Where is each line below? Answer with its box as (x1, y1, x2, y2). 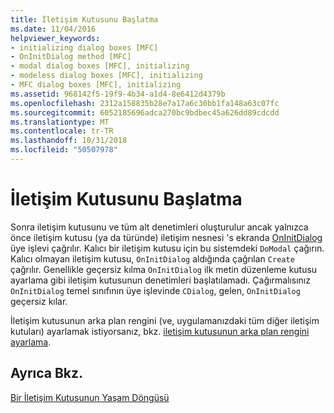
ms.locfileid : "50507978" (10, 145, 118, 155)
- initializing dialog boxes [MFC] (10, 42, 159, 53)
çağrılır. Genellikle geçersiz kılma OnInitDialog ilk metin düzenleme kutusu (10, 263, 318, 275)
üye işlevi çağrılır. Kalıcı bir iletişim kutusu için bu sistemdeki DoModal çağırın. (10, 242, 325, 254)
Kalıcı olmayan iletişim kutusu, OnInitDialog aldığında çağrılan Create (10, 252, 295, 265)
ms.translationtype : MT (10, 117, 110, 127)
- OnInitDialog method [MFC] (10, 52, 132, 62)
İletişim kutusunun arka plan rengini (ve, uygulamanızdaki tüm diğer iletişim (10, 314, 320, 326)
